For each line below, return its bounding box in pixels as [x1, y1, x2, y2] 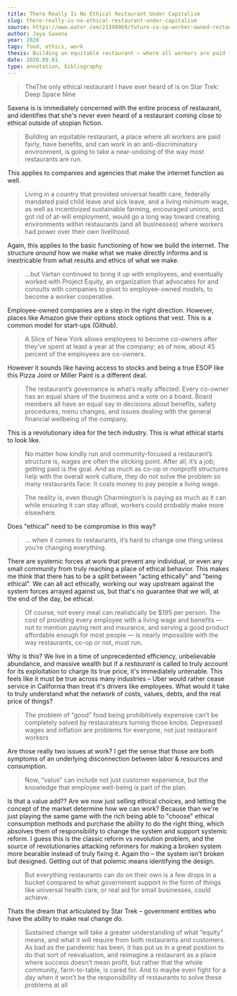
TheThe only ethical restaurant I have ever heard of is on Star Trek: [24, 82, 219, 90]
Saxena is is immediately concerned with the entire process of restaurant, [7, 103, 221, 112]
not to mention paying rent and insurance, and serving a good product [24, 623, 229, 631]
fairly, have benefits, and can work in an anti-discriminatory [24, 139, 198, 148]
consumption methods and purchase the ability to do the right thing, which [7, 819, 224, 828]
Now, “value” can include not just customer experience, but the [24, 775, 209, 784]
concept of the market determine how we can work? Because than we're [7, 804, 219, 813]
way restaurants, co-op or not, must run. [24, 638, 143, 647]
